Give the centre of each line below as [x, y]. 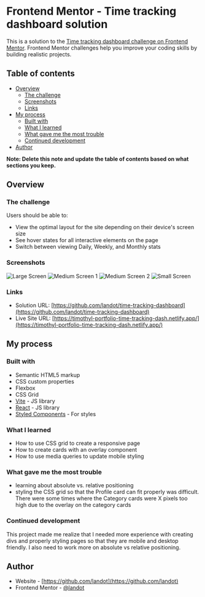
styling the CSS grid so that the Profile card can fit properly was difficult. [107, 492]
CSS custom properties [45, 381]
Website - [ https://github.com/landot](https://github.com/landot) [97, 581]
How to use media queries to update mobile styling [79, 456]
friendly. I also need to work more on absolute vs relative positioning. [94, 547]
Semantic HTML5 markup [48, 375]
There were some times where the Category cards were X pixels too [102, 498]
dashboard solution [57, 24]
